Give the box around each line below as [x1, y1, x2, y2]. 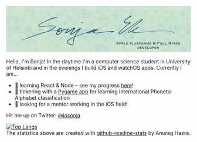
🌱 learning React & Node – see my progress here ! [14, 82, 134, 89]
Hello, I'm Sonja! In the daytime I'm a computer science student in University [6, 58, 191, 65]
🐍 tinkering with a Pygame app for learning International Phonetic [14, 88, 172, 95]
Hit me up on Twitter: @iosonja [6, 112, 81, 119]
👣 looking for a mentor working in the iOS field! [14, 100, 128, 107]
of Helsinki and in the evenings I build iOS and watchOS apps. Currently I [6, 65, 182, 71]
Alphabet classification [14, 94, 70, 101]
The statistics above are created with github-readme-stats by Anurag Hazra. [6, 130, 191, 136]
